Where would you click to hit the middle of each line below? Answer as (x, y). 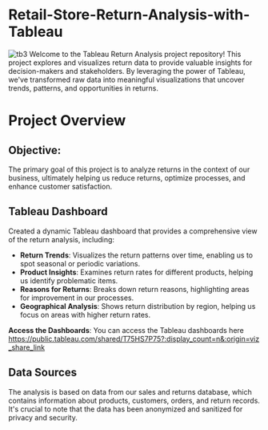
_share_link (27, 347)
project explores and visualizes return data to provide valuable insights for (130, 63)
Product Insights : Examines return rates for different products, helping (136, 272)
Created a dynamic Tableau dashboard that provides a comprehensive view (133, 231)
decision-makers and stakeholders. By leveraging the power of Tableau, (127, 71)
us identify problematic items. (69, 280)
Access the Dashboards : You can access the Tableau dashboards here (126, 330)
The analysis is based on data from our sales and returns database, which (130, 391)
